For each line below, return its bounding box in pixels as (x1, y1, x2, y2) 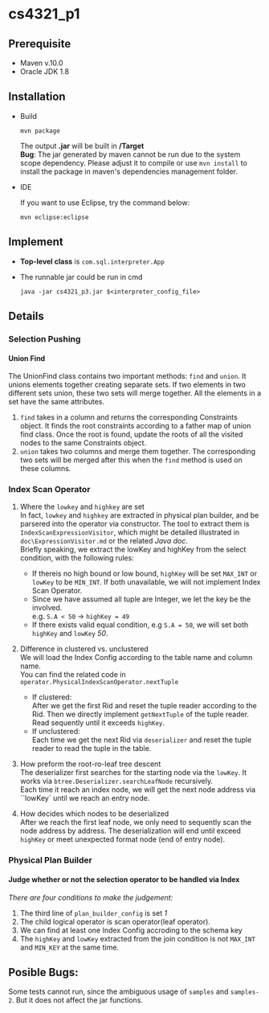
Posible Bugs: (8, 966, 79, 979)
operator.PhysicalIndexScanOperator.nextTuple (19, 679, 179, 687)
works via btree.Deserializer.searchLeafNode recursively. (19, 777, 214, 786)
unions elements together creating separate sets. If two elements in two (8, 379, 247, 390)
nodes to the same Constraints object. (19, 438, 147, 448)
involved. (31, 603, 63, 613)
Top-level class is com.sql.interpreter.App (19, 256, 165, 266)
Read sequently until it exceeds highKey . (31, 718, 165, 728)
